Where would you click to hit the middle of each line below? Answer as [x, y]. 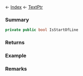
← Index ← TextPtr [24, 7]
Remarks [16, 69]
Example [16, 56]
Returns [15, 43]
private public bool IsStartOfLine [42, 30]
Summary [17, 20]
